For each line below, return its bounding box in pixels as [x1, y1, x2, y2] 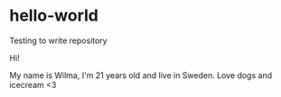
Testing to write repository [9, 35, 108, 46]
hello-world [9, 5, 99, 26]
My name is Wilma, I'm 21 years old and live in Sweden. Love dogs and [9, 69, 273, 81]
